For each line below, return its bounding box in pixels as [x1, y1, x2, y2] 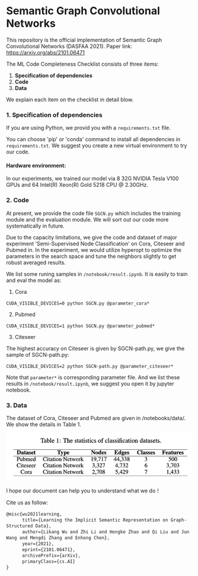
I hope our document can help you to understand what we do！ [6, 487, 161, 494]
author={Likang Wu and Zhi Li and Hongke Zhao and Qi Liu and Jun [21, 529, 190, 535]
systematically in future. [6, 222, 65, 229]
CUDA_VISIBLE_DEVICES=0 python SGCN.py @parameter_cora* [6, 300, 150, 306]
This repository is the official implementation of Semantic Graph [6, 36, 162, 43]
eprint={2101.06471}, [21, 547, 76, 553]
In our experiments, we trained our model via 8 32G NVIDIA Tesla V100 [6, 175, 179, 182]
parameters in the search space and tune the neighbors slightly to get [6, 252, 177, 260]
